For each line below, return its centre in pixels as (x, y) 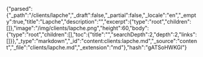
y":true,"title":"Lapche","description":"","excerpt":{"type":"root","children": (99, 22)
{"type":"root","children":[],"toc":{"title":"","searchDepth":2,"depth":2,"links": (101, 35)
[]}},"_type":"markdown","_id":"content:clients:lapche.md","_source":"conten (102, 41)
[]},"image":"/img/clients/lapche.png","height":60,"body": (78, 28)
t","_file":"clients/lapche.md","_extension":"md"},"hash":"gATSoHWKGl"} (97, 47)
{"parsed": (20, 9)
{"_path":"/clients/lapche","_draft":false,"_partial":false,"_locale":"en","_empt (101, 15)
